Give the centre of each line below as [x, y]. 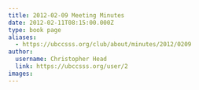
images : [21, 74]
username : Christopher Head [61, 59]
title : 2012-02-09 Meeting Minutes [66, 15]
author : [21, 52]
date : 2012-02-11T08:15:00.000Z [61, 23]
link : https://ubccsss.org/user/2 [72, 67]
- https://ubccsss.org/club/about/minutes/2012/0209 [103, 45]
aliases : [22, 37]
